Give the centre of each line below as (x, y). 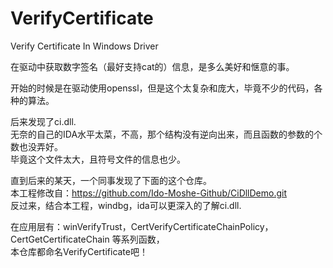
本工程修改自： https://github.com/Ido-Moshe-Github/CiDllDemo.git (149, 193)
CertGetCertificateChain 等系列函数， (87, 239)
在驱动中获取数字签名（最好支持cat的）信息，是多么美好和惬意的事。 (152, 66)
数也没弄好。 (36, 146)
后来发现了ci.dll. (43, 121)
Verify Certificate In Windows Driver (84, 46)
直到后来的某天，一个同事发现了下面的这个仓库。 (111, 180)
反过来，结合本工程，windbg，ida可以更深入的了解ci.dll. (126, 205)
